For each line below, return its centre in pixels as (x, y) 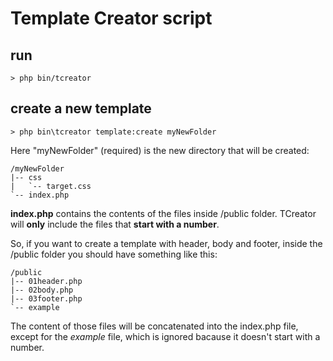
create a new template (81, 108)
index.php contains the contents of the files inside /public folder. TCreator (163, 213)
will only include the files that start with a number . (115, 224)
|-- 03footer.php (46, 298)
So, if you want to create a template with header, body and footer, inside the (166, 243)
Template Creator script (111, 18)
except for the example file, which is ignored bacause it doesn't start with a (165, 336)
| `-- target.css (51, 186)
